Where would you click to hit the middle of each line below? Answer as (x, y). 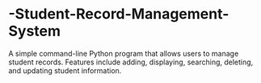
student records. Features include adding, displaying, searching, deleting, (131, 62)
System (35, 31)
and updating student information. (65, 70)
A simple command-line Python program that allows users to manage (124, 53)
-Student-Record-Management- (119, 14)
